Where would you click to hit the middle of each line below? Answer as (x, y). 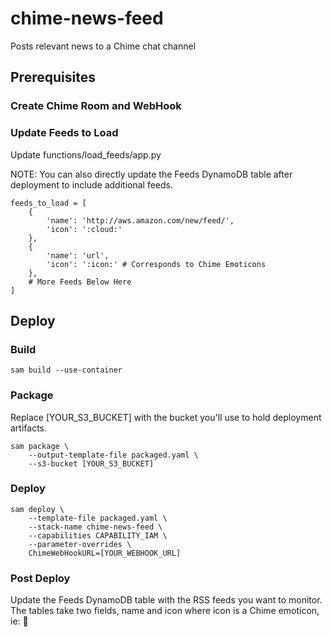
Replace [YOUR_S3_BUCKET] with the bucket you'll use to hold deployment (166, 417)
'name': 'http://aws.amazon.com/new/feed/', (140, 220)
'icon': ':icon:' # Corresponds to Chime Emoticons (156, 264)
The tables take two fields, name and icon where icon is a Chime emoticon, (165, 611)
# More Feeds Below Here (80, 282)
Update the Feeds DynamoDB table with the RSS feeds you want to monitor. (166, 600)
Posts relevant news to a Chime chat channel (103, 46)
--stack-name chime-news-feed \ (95, 527)
